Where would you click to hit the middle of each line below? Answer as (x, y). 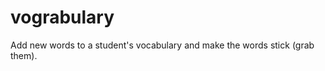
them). (24, 55)
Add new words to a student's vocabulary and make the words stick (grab (162, 45)
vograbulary (62, 17)
